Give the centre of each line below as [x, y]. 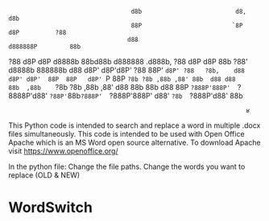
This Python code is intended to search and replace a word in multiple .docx [134, 125]
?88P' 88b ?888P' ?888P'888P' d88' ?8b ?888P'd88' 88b [146, 96]
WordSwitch [50, 208]
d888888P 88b [45, 47]
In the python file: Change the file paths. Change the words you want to [127, 166]
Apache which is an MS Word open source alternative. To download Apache [134, 142]
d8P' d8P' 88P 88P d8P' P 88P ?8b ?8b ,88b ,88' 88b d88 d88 [122, 79]
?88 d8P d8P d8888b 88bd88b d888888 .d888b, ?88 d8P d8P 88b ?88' [128, 61]
